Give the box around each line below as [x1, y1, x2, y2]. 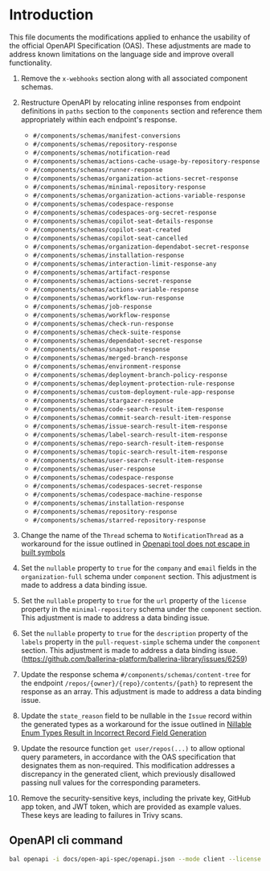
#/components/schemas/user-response [32, 465, 156, 473]
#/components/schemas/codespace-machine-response [32, 491, 203, 499]
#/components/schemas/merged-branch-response [32, 354, 188, 362]
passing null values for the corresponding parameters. [20, 778, 201, 787]
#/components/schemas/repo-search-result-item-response [32, 439, 224, 447]
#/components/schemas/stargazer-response [32, 396, 174, 405]
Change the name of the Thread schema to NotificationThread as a [20, 530, 244, 540]
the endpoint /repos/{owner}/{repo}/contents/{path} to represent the [20, 678, 253, 688]
